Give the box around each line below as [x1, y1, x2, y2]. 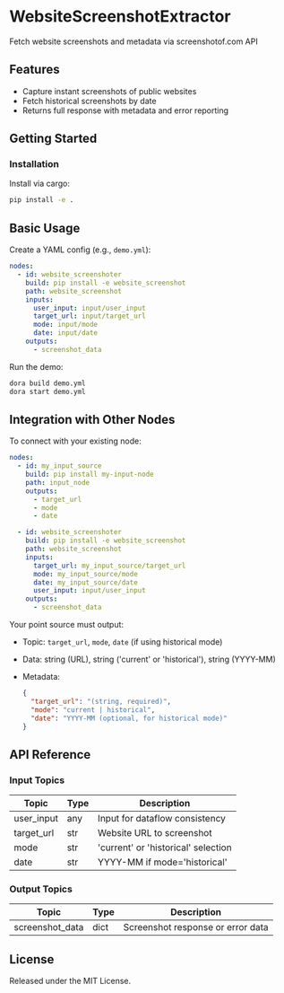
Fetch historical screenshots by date [22, 95, 157, 106]
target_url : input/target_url [32, 312, 146, 321]
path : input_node [25, 478, 90, 487]
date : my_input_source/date [32, 577, 139, 587]
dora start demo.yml [9, 387, 87, 396]
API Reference [9, 747, 91, 762]
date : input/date [32, 329, 99, 338]
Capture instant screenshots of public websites [22, 85, 197, 96]
